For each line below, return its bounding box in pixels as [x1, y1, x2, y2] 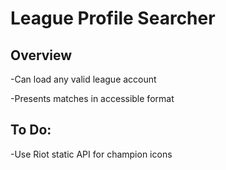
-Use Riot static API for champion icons [10, 148, 173, 160]
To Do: [10, 122, 52, 139]
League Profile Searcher [10, 7, 216, 30]
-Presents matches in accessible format [10, 93, 175, 104]
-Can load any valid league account [10, 73, 157, 85]
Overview [10, 47, 73, 64]
